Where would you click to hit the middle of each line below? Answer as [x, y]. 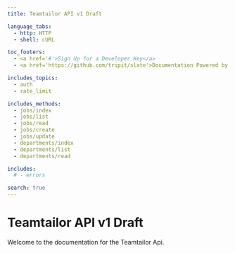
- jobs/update [34, 136]
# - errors [30, 175]
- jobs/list [31, 117]
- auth [23, 84]
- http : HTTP [33, 33]
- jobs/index [33, 110]
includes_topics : [33, 78]
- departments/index [44, 143]
